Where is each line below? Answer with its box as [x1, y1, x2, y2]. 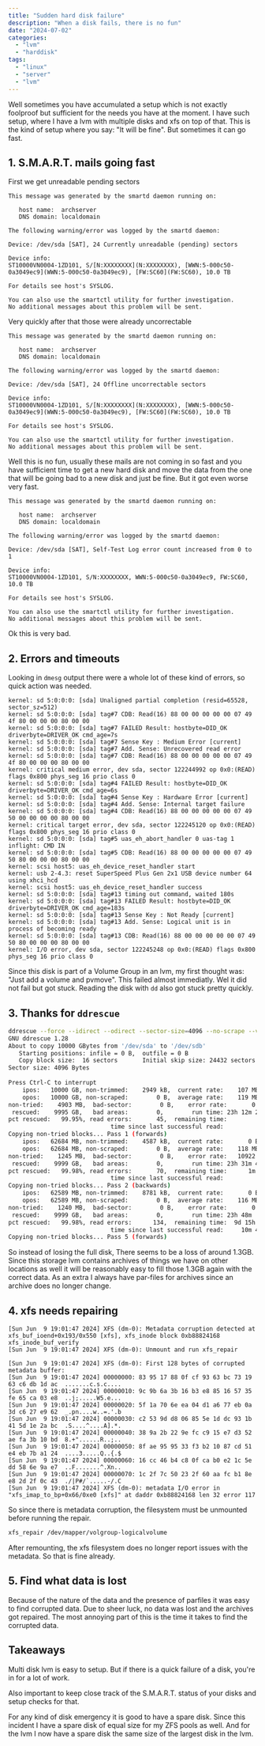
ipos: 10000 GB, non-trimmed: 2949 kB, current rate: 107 [22, 1085, 248, 1094]
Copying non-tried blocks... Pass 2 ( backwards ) [8, 1182, 171, 1190]
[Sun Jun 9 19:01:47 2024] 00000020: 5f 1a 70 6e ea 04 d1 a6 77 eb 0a [8, 1401, 252, 1409]
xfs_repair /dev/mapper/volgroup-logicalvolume [8, 1528, 168, 1537]
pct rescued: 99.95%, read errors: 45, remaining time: [8, 1115, 227, 1123]
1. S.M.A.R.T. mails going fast [8, 156, 155, 169]
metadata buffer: [8, 1366, 65, 1375]
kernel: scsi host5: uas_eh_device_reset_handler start [8, 863, 196, 871]
